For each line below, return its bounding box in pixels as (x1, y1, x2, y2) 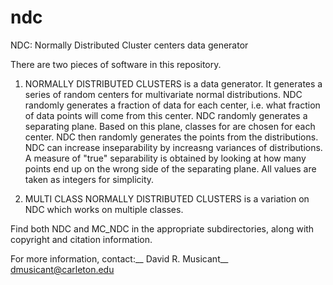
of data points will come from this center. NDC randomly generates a (24, 109, 308, 121)
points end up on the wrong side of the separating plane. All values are (24, 162, 317, 175)
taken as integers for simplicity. (24, 173, 155, 185)
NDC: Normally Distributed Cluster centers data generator (10, 39, 249, 51)
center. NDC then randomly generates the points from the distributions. (24, 131, 319, 143)
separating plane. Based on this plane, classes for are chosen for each (24, 120, 316, 132)
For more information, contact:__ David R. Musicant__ (10, 252, 229, 265)
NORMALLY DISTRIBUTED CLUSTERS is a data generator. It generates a (24, 77, 323, 90)
